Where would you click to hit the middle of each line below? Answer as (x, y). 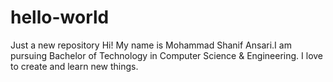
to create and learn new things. (74, 66)
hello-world (60, 17)
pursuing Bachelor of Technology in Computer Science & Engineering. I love (167, 55)
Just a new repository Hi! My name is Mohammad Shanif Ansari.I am (151, 45)
